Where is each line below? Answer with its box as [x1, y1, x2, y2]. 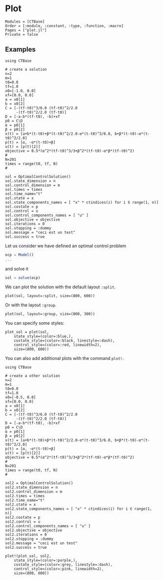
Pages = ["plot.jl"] [5, 27, 47, 32]
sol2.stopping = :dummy [5, 536, 54, 542]
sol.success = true [5, 234, 45, 239]
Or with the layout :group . [5, 302, 57, 308]
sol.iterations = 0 [5, 221, 45, 226]
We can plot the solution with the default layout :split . [5, 284, 116, 290]
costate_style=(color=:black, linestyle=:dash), [14, 338, 115, 343]
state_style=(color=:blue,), [14, 334, 73, 339]
